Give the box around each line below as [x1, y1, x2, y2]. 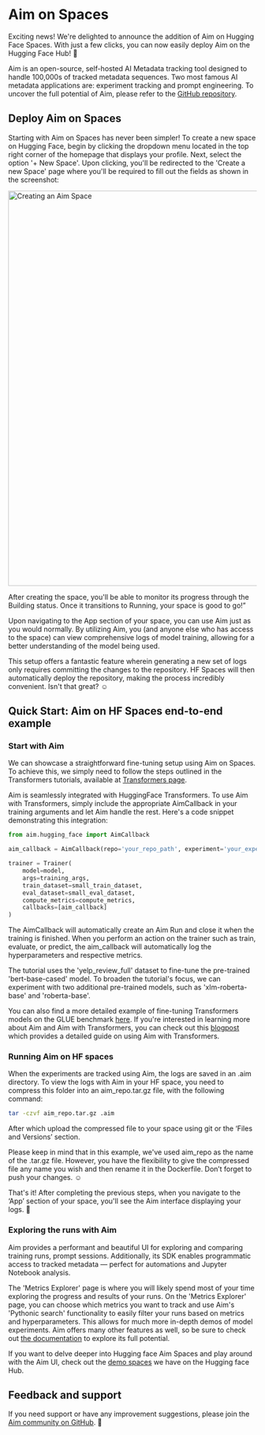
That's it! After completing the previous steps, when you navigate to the [8, 1188, 241, 1198]
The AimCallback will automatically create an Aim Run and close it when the [8, 925, 255, 935]
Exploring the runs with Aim [8, 1225, 117, 1236]
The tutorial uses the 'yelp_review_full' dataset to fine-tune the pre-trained [8, 966, 251, 975]
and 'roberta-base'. [28, 991, 91, 1000]
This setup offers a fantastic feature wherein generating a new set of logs [8, 656, 247, 665]
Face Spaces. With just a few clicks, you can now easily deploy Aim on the [8, 40, 251, 49]
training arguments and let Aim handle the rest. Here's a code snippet [8, 808, 234, 817]
